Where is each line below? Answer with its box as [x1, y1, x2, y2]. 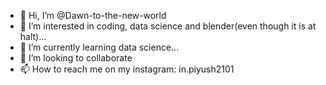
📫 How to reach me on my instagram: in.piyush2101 [19, 63, 235, 75]
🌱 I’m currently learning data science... [19, 41, 180, 53]
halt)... [19, 31, 47, 42]
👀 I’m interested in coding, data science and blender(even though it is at [19, 20, 317, 32]
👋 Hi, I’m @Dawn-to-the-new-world [19, 10, 167, 21]
